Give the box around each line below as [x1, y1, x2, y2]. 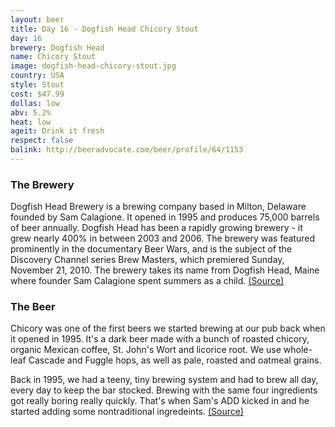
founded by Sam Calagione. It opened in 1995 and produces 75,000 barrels [10, 211, 320, 223]
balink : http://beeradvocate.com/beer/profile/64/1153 [10, 145, 244, 155]
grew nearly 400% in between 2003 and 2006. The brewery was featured [10, 232, 315, 245]
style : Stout [10, 80, 65, 90]
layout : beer [10, 14, 65, 25]
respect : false [10, 136, 74, 146]
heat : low [10, 117, 52, 127]
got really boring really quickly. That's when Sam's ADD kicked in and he [10, 395, 310, 407]
